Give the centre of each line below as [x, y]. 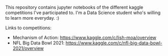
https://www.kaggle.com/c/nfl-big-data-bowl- [114, 43]
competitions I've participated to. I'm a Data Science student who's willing [83, 13]
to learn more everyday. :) [32, 18]
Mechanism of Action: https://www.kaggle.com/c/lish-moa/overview [85, 38]
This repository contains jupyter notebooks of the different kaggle [74, 7]
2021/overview [28, 48]
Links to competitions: [29, 28]
